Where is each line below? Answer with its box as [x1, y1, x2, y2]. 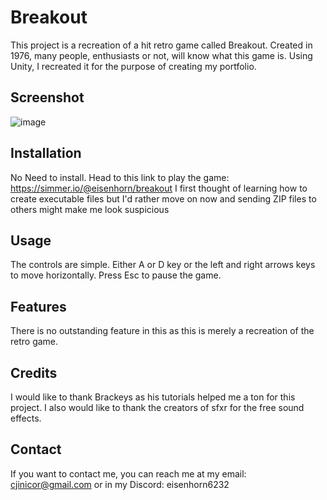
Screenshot [10, 89, 85, 106]
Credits [10, 364, 58, 381]
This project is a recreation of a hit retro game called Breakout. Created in [10, 39, 313, 51]
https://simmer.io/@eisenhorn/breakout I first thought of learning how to [10, 182, 308, 194]
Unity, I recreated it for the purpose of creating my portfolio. [10, 60, 257, 72]
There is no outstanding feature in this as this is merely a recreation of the [10, 325, 315, 337]
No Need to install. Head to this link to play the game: [10, 171, 230, 183]
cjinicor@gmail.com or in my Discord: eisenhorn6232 [10, 478, 230, 490]
